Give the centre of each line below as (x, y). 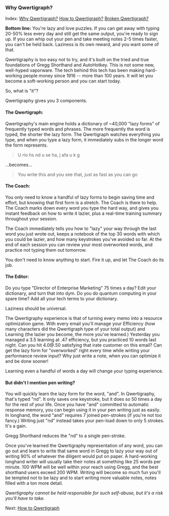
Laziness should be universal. (36, 308)
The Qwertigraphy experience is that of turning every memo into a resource (84, 318)
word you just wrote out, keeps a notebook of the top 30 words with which (83, 233)
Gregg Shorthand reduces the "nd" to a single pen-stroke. (66, 436)
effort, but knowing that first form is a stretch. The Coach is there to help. (81, 202)
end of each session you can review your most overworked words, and (79, 245)
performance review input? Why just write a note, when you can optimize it (83, 356)
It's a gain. (16, 426)
